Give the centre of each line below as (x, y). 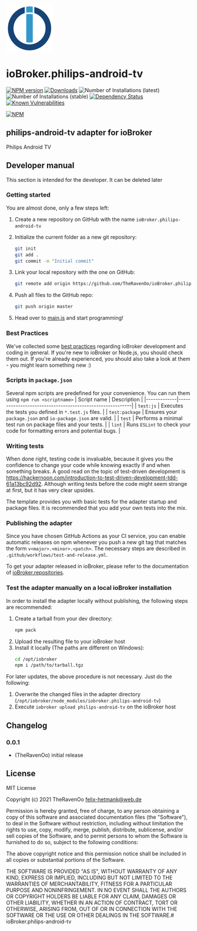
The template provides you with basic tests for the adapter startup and (92, 502)
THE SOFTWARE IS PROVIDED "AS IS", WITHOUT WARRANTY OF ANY (92, 871)
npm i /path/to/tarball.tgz (49, 665)
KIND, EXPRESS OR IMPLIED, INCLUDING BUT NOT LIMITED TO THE (89, 877)
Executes (172, 406)
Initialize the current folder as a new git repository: (76, 237)
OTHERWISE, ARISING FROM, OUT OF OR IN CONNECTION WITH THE (92, 909)
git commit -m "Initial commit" (54, 261)
